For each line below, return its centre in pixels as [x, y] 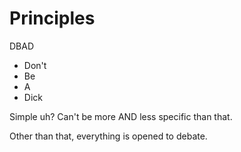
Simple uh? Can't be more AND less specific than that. [121, 116]
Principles [52, 18]
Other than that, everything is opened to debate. [108, 136]
